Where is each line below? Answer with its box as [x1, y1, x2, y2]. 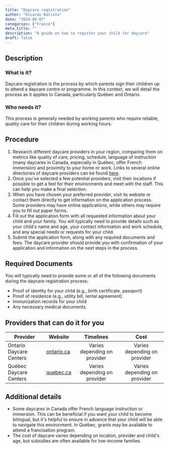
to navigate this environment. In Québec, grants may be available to [12, 422, 152, 428]
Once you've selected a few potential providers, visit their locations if [12, 175, 156, 181]
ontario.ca [46, 348, 70, 355]
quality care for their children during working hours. [5, 120, 112, 126]
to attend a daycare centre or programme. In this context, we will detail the [5, 86, 160, 92]
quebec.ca [46, 369, 71, 376]
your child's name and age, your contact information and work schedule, [12, 223, 163, 230]
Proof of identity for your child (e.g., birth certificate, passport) [12, 288, 142, 294]
